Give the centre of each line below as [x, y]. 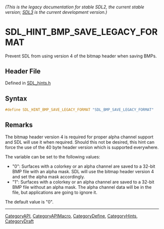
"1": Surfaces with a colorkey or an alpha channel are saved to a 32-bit [83, 182]
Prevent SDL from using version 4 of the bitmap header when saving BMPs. [81, 56]
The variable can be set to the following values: [53, 156]
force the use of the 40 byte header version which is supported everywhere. [82, 147]
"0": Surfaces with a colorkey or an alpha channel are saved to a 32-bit [83, 166]
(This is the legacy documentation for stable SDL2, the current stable [75, 7]
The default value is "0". [29, 202]
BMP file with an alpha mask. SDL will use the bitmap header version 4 [83, 171]
